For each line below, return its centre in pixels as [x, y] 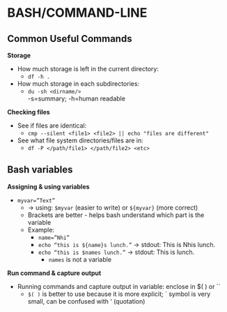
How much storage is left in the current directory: [88, 69]
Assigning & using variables [48, 186]
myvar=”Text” [36, 200]
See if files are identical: [52, 126]
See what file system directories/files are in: [80, 140]
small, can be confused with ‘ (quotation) [86, 301]
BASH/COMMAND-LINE [77, 13]
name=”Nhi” [54, 238]
